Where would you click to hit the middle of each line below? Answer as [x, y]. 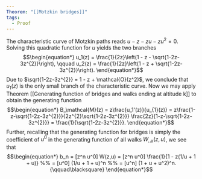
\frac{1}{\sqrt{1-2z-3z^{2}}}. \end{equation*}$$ [115, 122]
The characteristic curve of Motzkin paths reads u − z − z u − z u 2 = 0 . [92, 41]
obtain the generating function [44, 100]
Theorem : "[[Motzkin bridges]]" [47, 12]
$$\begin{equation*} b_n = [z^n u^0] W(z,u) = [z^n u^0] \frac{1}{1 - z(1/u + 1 [101, 157]
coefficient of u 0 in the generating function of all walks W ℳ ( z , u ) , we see [96, 139]
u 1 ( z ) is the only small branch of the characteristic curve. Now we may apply [101, 86]
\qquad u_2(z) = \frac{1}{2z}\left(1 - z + [106, 63]
